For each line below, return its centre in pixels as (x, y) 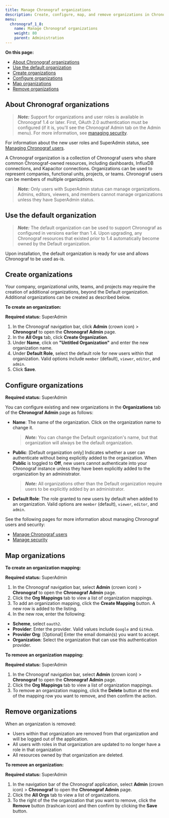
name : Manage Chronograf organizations (56, 29)
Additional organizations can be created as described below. (68, 297)
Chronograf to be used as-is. (35, 259)
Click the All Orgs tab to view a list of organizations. (66, 795)
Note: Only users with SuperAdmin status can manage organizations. (89, 189)
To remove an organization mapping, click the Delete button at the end (86, 690)
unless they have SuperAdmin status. (56, 199)
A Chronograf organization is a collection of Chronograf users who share (81, 158)
